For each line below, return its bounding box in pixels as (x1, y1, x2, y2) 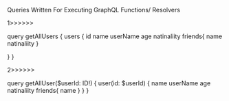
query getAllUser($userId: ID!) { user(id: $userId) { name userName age (7, 79, 211, 87)
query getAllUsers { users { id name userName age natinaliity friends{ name (7, 32, 222, 40)
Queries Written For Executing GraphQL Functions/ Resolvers (7, 6, 181, 14)
